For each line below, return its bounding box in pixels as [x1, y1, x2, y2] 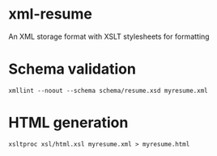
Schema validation [8, 60, 136, 78]
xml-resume [8, 5, 93, 23]
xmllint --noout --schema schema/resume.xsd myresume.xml [8, 86, 208, 95]
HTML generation [8, 114, 129, 132]
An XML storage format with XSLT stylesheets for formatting [8, 32, 210, 41]
